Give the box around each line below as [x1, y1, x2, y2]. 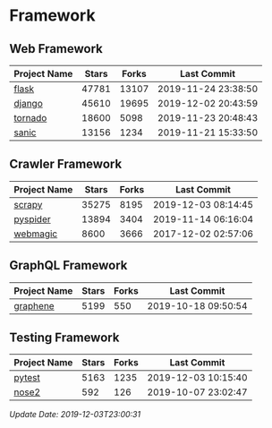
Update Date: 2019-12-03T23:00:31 [9, 409, 141, 420]
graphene [13, 299, 55, 312]
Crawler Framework [9, 157, 123, 172]
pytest [13, 372, 40, 384]
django [13, 98, 43, 109]
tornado [13, 112, 47, 124]
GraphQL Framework [9, 258, 128, 273]
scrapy [13, 198, 43, 210]
